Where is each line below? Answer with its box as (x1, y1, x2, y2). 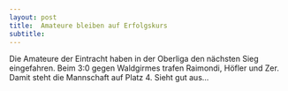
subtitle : (9, 29, 46, 38)
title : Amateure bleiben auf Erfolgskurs (9, 21, 168, 30)
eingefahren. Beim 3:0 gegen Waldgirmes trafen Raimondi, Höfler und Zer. (9, 63, 280, 73)
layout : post (9, 12, 57, 22)
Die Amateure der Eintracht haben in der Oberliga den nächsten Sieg (9, 54, 259, 64)
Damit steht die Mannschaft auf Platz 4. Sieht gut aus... (9, 72, 209, 83)
